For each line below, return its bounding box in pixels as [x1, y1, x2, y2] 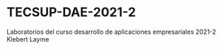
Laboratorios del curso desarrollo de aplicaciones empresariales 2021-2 [6, 27, 217, 36]
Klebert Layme [6, 35, 50, 43]
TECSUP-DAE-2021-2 [6, 4, 136, 20]
